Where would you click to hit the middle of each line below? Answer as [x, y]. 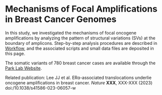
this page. [15, 53]
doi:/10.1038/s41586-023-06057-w [40, 88]
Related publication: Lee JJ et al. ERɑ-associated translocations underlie [78, 77]
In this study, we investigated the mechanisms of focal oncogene [71, 33]
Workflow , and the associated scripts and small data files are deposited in [80, 48]
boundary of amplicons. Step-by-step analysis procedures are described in [81, 43]
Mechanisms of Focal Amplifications [81, 9]
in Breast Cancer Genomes [61, 19]
